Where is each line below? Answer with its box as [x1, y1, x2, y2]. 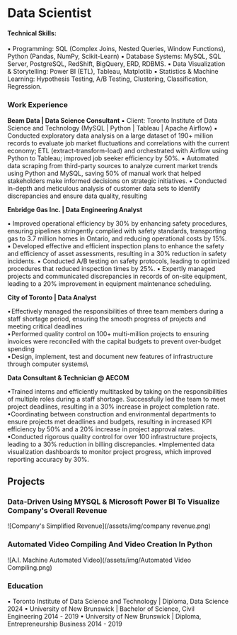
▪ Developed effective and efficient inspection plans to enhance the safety [7, 241, 224, 250]
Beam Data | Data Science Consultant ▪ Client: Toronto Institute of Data [7, 116, 218, 125]
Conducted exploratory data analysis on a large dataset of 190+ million [7, 131, 214, 140]
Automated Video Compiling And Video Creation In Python [7, 539, 213, 549]
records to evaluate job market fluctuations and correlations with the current [7, 138, 230, 147]
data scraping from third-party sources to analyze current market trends [7, 161, 218, 170]
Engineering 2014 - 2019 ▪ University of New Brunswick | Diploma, [7, 612, 202, 620]
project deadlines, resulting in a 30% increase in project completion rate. [7, 402, 219, 411]
